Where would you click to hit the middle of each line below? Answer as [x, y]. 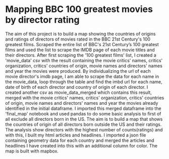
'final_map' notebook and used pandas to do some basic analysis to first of [83, 113]
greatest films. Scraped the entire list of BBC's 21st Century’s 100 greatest [82, 44]
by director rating [42, 20]
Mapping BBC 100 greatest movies [79, 9]
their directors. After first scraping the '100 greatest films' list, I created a [81, 55]
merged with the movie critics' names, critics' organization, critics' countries [85, 98]
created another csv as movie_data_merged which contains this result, [79, 92]
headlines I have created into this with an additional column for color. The [81, 145]
